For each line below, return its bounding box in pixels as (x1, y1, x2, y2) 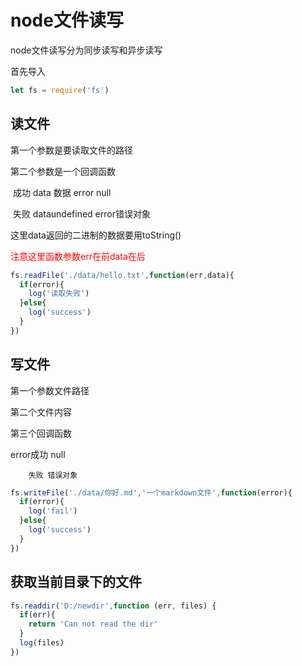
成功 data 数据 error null (12, 186, 112, 198)
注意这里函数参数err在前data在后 (10, 250, 146, 262)
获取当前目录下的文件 (10, 574, 142, 591)
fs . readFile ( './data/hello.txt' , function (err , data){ (10, 270, 235, 280)
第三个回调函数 (10, 427, 72, 439)
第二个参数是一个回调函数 (10, 165, 116, 177)
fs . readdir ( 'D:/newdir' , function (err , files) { (10, 601, 217, 611)
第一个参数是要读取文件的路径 (10, 144, 133, 156)
